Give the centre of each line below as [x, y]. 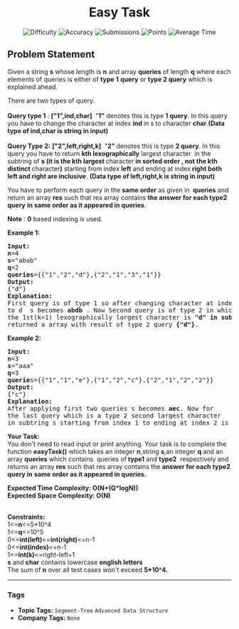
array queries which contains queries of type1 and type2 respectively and [118, 459]
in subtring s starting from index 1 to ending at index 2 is [118, 423]
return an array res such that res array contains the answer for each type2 [117, 197]
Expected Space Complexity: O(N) [59, 495]
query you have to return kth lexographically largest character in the [109, 153]
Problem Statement [51, 54]
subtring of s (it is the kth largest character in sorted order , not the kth [113, 161]
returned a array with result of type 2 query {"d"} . [103, 324]
